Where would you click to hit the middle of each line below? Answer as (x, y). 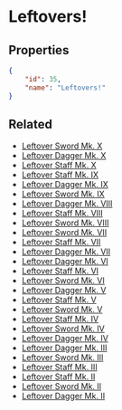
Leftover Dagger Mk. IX (65, 185)
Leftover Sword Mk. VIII (65, 223)
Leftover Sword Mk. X (62, 146)
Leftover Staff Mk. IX (60, 175)
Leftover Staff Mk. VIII (62, 214)
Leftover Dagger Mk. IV (65, 338)
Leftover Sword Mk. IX (63, 194)
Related (31, 124)
